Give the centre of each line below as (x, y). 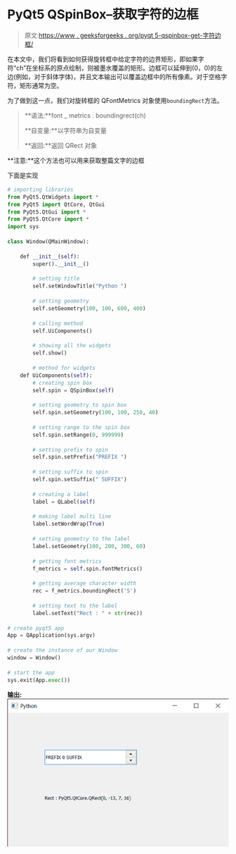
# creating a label (61, 494)
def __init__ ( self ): (50, 256)
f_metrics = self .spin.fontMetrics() (87, 569)
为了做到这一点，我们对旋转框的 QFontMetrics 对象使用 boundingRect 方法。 (115, 100)
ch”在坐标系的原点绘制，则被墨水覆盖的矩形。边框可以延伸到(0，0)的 (117, 68)
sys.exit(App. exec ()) (39, 680)
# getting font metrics (67, 561)
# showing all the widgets (72, 346)
